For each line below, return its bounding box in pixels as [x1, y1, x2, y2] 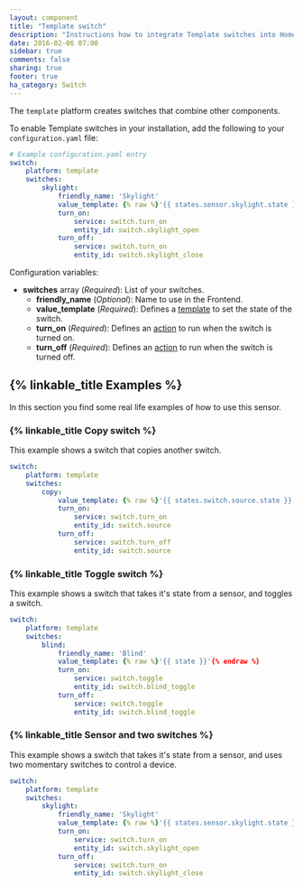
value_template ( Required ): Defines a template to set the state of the [35, 303, 293, 314]
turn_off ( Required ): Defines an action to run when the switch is [35, 342, 273, 352]
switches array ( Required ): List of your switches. [22, 285, 205, 294]
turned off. [35, 351, 76, 362]
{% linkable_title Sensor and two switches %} [9, 729, 214, 742]
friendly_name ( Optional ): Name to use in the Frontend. [35, 294, 243, 304]
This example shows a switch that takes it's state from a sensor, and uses [9, 749, 282, 760]
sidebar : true [9, 47, 63, 56]
